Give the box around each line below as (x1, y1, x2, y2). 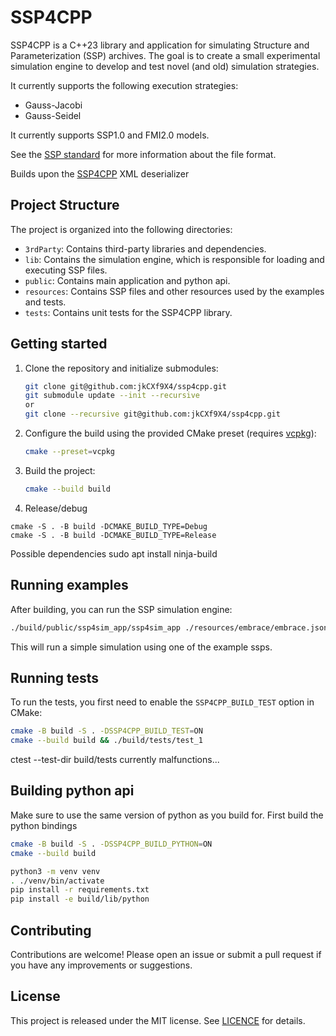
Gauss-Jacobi (24, 99, 83, 111)
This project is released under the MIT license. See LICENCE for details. (10, 1014, 306, 1026)
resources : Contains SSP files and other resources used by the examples (24, 285, 325, 297)
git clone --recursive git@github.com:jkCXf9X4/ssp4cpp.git (24, 409, 281, 420)
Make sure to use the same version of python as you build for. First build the (10, 809, 324, 821)
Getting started (10, 336, 108, 353)
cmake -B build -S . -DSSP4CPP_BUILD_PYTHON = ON (10, 839, 213, 849)
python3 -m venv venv (10, 866, 101, 876)
